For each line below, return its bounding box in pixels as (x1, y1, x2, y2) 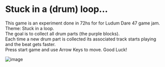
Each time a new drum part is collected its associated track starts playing (5, 36, 156, 42)
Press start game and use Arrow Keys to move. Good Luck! (5, 46, 127, 52)
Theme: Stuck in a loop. (5, 25, 54, 31)
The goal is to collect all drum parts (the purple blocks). (5, 30, 120, 36)
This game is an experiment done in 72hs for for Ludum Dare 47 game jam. (5, 20, 160, 26)
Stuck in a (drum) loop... (5, 3, 108, 15)
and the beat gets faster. (5, 41, 56, 47)
